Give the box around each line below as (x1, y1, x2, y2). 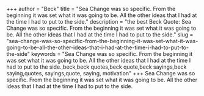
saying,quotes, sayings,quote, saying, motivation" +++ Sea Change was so (6, 70, 195, 77)
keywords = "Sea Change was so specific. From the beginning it (31, 50, 193, 57)
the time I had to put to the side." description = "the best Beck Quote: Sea (6, 18, 191, 25)
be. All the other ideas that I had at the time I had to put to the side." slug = (6, 31, 194, 38)
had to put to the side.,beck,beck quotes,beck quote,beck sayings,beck (6, 63, 187, 70)
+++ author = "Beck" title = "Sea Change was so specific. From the (6, 5, 176, 12)
